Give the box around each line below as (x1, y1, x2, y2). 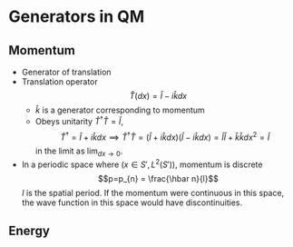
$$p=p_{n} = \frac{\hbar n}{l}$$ (97, 173, 219, 183)
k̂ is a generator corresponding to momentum (34, 104, 205, 115)
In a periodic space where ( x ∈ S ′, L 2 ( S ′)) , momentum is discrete (21, 157, 263, 170)
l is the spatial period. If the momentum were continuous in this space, (21, 187, 285, 198)
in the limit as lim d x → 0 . (34, 145, 123, 159)
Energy (8, 223, 51, 239)
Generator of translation (21, 66, 112, 77)
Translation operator (21, 76, 99, 87)
